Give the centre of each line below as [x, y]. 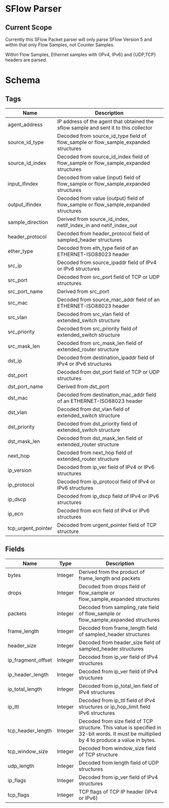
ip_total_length [25, 689]
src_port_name [25, 291]
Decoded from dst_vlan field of [93, 409]
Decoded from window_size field [117, 748]
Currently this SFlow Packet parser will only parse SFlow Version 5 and [79, 39]
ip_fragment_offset [30, 660]
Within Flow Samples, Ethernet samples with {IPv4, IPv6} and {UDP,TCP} [80, 54]
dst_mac [18, 398]
